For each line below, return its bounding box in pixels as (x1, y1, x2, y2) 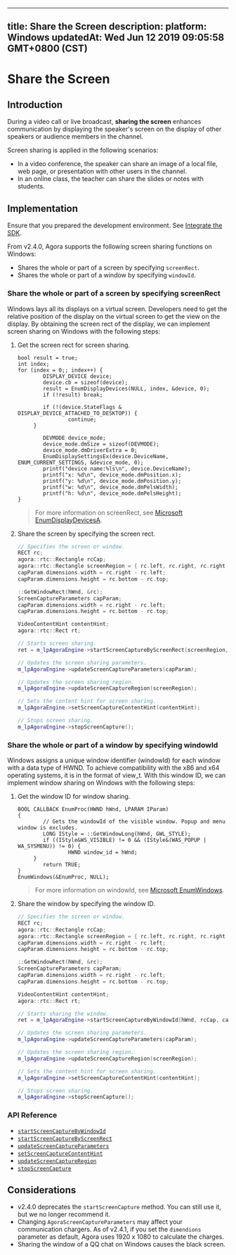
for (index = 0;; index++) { (17, 367, 103, 374)
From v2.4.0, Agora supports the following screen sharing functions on (7, 242, 212, 251)
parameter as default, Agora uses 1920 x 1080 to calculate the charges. (17, 1232, 225, 1241)
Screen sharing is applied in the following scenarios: (7, 146, 159, 155)
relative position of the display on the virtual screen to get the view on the (7, 312, 221, 320)
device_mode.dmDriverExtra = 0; (43, 446, 138, 454)
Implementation (7, 202, 79, 215)
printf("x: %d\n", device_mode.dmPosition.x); (43, 471, 182, 479)
